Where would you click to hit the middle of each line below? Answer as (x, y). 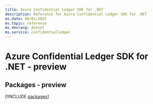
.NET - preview (36, 67)
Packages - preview (36, 85)
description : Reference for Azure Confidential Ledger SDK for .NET (76, 14)
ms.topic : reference (26, 23)
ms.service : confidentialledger (38, 32)
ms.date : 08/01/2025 (26, 19)
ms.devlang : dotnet (25, 28)
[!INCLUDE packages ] (27, 96)
